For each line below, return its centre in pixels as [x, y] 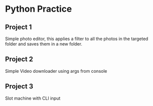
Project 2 [19, 59]
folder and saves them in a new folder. [44, 44]
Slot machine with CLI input [33, 98]
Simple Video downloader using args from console [56, 71]
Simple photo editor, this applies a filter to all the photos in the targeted [77, 39]
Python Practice [38, 9]
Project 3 [19, 86]
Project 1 [18, 27]
